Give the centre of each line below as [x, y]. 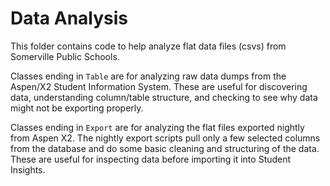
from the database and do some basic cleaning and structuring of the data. [165, 148]
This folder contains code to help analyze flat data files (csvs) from [148, 46]
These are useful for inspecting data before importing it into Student [151, 159]
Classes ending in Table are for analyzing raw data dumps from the [148, 76]
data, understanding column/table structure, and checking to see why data [164, 97]
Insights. [28, 169]
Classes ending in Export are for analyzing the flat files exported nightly [157, 127]
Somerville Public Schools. [65, 56]
